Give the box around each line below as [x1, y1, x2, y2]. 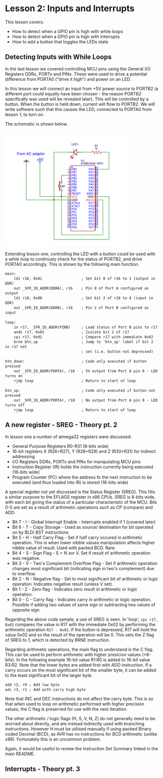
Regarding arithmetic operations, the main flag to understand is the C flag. [5, 646, 154, 652]
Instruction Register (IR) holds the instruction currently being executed [12, 463, 153, 470]
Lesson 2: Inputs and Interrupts [5, 3, 135, 14]
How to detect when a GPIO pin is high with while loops [12, 28, 123, 34]
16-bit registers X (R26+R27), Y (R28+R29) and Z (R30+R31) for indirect [12, 448, 156, 454]
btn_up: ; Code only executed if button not [5, 388, 156, 393]
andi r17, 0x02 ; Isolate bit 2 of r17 [14, 330, 130, 334]
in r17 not [5, 344, 27, 349]
